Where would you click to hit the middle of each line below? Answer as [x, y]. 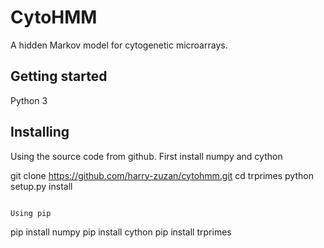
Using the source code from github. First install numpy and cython [146, 156]
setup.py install [41, 186]
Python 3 [29, 100]
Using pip [31, 213]
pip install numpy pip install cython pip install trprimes [121, 232]
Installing [40, 132]
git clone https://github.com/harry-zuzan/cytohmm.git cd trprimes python [162, 175]
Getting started [59, 76]
